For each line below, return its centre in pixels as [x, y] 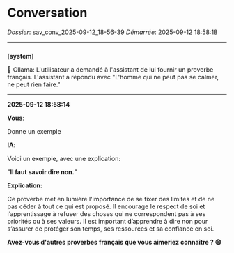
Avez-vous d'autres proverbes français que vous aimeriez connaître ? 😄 [114, 242]
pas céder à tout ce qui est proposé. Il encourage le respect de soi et [106, 206]
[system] [21, 56]
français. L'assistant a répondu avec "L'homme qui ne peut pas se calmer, [113, 77]
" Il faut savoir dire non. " [42, 171]
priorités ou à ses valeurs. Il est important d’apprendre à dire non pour [108, 221]
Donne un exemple [34, 131]
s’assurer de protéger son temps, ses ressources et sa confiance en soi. [111, 229]
